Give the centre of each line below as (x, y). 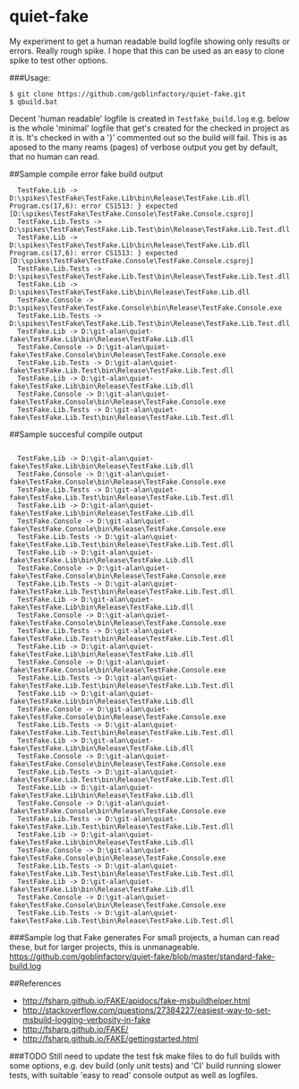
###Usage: (30, 77)
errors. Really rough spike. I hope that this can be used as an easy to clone (147, 50)
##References (35, 983)
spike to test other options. (59, 60)
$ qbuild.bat (34, 102)
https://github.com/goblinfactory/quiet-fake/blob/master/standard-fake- (142, 956)
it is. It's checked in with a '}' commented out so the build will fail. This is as (149, 137)
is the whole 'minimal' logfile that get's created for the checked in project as (149, 128)
